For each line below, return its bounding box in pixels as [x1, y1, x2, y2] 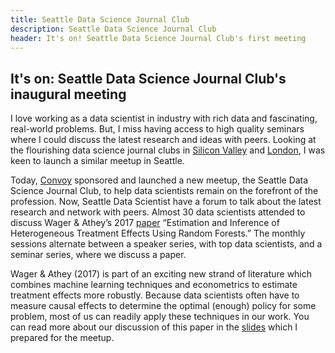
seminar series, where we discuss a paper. [10, 249, 187, 261]
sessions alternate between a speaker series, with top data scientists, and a [10, 238, 323, 250]
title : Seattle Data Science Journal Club [10, 14, 190, 25]
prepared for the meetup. [10, 332, 115, 344]
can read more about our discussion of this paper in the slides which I [10, 321, 298, 333]
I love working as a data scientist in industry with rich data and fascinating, [10, 112, 318, 125]
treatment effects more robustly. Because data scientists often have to [10, 289, 300, 301]
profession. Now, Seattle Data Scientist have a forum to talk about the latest [10, 196, 322, 208]
